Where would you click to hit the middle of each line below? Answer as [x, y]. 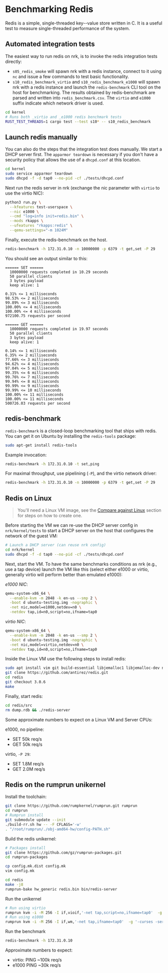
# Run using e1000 [24, 917]
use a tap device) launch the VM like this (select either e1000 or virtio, [77, 569]
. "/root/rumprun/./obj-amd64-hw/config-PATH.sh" [58, 829]
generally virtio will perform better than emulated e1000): [64, 574]
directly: [14, 62]
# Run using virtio [25, 908]
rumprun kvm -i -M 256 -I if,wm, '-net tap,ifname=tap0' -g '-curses [79, 922]
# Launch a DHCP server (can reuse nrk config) [56, 545]
